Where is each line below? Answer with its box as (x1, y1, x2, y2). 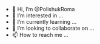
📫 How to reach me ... (12, 32, 68, 38)
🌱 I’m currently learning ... (12, 18, 77, 25)
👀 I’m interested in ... (12, 12, 64, 19)
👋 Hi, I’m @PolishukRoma (12, 6, 75, 12)
